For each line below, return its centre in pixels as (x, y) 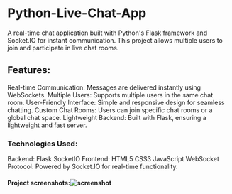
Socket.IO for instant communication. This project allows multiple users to (115, 40)
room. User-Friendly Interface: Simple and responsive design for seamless (116, 102)
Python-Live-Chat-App (77, 13)
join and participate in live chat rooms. (63, 48)
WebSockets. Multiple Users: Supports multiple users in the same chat (110, 95)
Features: (29, 70)
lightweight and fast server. (47, 125)
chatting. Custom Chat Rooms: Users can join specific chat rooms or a (110, 110)
